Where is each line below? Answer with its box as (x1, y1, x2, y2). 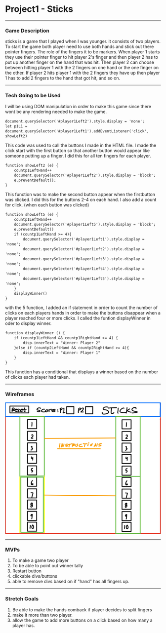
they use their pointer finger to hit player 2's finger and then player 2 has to (5, 54, 158, 60)
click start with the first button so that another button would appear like (5, 147, 150, 154)
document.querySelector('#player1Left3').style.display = (23, 256, 145, 261)
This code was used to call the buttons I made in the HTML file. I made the (5, 142, 157, 148)
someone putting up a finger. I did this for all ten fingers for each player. (5, 153, 151, 158)
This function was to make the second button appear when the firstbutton (5, 191, 156, 197)
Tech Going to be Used (5, 92, 61, 99)
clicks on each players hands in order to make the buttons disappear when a (5, 310, 161, 316)
